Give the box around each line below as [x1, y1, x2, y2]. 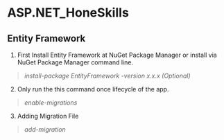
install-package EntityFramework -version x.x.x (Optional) [24, 71, 191, 80]
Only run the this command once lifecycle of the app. [17, 85, 169, 93]
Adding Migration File [17, 112, 79, 120]
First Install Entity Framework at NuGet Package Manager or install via [17, 51, 217, 59]
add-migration [24, 125, 66, 133]
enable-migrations [24, 98, 78, 107]
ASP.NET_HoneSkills [7, 5, 130, 21]
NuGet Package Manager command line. [17, 58, 134, 67]
